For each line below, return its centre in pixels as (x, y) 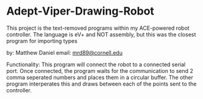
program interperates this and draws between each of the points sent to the (101, 84)
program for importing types (42, 41)
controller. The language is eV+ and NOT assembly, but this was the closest (101, 34)
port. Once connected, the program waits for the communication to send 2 (100, 70)
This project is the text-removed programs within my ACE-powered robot (98, 28)
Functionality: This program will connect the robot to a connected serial (96, 64)
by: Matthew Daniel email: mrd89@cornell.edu (65, 52)
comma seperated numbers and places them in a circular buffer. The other (100, 77)
